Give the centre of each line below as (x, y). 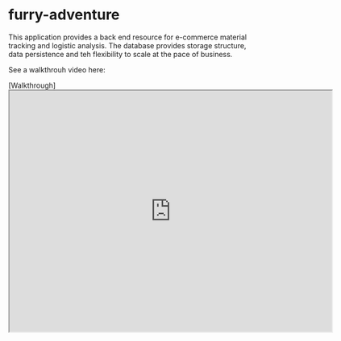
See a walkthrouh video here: (57, 69)
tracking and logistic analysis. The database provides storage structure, (127, 45)
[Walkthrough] (32, 85)
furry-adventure (64, 15)
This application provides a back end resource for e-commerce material (128, 37)
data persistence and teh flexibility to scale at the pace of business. (121, 54)
